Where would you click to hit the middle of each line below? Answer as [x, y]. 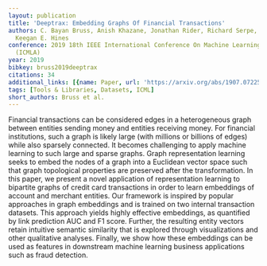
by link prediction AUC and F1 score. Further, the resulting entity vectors [126, 221]
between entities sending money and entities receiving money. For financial [132, 128]
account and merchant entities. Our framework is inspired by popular [121, 196]
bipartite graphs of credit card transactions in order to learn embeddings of [131, 187]
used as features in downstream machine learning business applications [126, 247]
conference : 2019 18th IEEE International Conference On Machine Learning [135, 45]
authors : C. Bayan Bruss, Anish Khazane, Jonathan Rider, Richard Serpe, [133, 30]
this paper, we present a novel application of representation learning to [124, 179]
